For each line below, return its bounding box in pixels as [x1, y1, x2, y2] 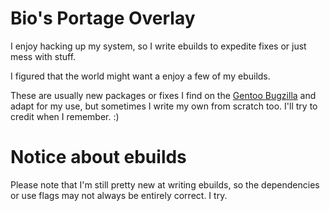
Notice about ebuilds [10, 146, 187, 169]
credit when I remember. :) [10, 110, 120, 122]
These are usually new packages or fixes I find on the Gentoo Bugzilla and [10, 89, 317, 101]
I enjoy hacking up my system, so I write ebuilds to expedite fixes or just [10, 40, 307, 52]
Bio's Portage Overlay [10, 7, 196, 30]
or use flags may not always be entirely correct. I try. [10, 189, 228, 201]
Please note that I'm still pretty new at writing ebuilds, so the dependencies [10, 178, 320, 191]
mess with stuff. [10, 50, 77, 62]
